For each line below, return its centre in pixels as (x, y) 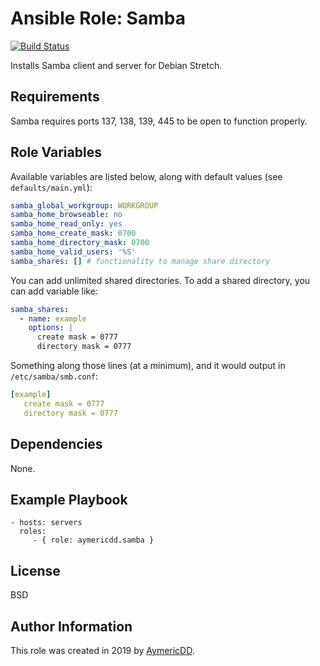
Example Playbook (69, 499)
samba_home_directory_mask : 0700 (80, 243)
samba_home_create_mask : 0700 (73, 233)
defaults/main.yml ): (51, 187)
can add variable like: (54, 291)
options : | (51, 328)
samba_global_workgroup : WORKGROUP (84, 205)
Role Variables (56, 152)
